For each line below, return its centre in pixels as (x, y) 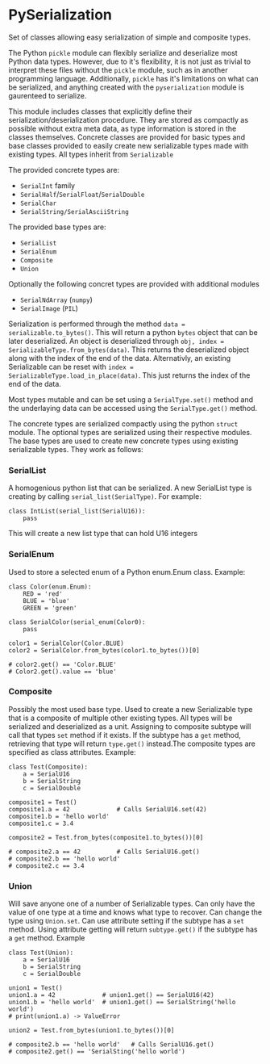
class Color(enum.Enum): (50, 587)
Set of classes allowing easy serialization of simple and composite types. (130, 37)
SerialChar (38, 203)
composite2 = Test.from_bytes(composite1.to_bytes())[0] (106, 837)
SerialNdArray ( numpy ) (56, 300)
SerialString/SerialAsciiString (74, 212)
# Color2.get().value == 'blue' (62, 672)
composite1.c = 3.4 (41, 823)
